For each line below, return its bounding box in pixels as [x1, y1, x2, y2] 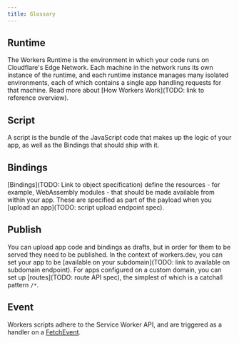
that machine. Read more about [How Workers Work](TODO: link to [7, 86, 205, 95]
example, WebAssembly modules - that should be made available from [7, 188, 215, 197]
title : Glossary [7, 10, 56, 18]
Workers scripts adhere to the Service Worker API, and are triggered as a [7, 320, 223, 329]
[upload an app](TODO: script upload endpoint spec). [7, 203, 165, 212]
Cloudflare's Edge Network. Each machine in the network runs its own [7, 63, 214, 72]
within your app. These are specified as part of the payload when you [7, 195, 212, 204]
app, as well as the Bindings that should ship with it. [7, 140, 160, 150]
